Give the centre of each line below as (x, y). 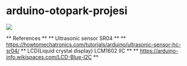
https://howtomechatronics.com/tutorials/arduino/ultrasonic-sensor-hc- (93, 44)
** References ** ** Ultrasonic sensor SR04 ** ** (66, 38)
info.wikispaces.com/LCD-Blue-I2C (49, 57)
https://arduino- (159, 51)
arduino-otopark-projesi (67, 11)
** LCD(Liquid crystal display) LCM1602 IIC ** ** (79, 51)
